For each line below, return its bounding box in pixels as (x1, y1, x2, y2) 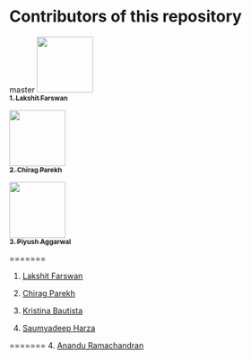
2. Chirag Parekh (9, 165, 63, 174)
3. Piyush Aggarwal (9, 237, 72, 246)
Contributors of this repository (9, 6, 242, 27)
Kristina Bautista (22, 305, 83, 316)
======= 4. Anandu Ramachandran (9, 339, 144, 351)
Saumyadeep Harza (22, 322, 96, 333)
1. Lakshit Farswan (9, 93, 69, 102)
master (9, 83, 36, 95)
